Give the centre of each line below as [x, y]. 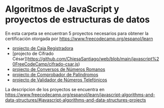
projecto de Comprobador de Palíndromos [55, 74]
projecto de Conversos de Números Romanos [59, 69]
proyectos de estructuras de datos [77, 20]
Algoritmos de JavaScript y [62, 9]
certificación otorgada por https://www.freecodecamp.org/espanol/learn [79, 39]
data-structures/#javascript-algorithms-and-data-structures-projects [76, 100]
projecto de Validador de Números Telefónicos [60, 80]
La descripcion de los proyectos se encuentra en [55, 89]
